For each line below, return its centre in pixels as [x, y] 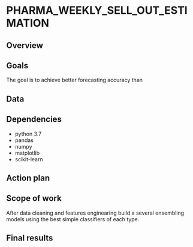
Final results [30, 238]
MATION [28, 23]
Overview [25, 45]
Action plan [28, 178]
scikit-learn [29, 159]
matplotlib [27, 153]
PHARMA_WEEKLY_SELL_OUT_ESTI [97, 10]
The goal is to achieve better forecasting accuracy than [74, 80]
